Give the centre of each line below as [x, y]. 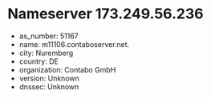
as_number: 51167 [49, 36]
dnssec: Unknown [49, 86]
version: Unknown [49, 78]
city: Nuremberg [46, 53]
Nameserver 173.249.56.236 [105, 14]
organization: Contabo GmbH [67, 69]
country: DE [39, 61]
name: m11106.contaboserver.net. [74, 44]
